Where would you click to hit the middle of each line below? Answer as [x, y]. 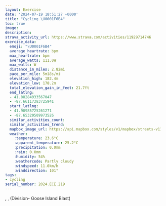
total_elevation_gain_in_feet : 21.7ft [50, 88]
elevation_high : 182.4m [34, 79]
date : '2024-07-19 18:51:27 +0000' [42, 14]
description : [19, 33]
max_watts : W [23, 65]
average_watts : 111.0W [33, 60]
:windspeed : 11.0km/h [36, 166]
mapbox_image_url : [29, 129]
